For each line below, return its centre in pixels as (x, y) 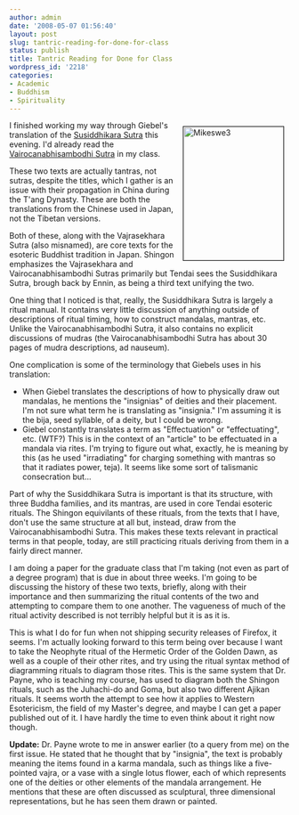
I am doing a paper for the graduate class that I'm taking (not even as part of (149, 568)
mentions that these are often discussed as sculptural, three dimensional (142, 792)
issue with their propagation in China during (89, 190)
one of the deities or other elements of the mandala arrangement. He (136, 782)
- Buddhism (29, 92)
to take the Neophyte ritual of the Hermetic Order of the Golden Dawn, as (144, 652)
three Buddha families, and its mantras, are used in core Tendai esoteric (141, 503)
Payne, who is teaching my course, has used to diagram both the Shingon (145, 680)
